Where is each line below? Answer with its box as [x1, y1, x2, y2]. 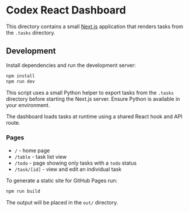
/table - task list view [14, 153, 67, 160]
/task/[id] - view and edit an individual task [14, 165, 122, 173]
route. [6, 119, 20, 126]
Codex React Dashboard [6, 4, 127, 17]
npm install [6, 73, 35, 79]
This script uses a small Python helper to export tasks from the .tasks [6, 89, 174, 96]
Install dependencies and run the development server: [6, 61, 136, 69]
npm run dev [6, 78, 35, 84]
